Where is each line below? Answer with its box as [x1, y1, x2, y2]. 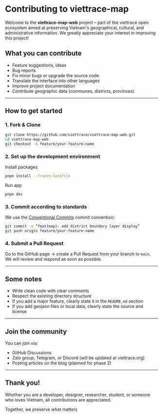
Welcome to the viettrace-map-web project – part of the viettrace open [5, 20, 149, 25]
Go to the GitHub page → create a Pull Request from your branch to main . [5, 251, 151, 257]
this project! [5, 35, 29, 41]
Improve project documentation [12, 83, 75, 89]
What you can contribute [5, 49, 82, 58]
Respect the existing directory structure [12, 293, 92, 299]
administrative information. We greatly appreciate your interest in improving [5, 30, 156, 36]
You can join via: [5, 340, 38, 346]
